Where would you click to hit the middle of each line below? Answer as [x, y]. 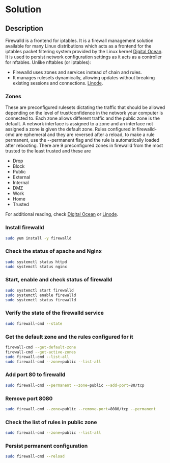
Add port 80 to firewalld [35, 374]
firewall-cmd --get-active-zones [41, 352]
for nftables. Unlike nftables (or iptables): [48, 62]
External [21, 177]
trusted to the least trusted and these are [48, 151]
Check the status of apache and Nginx [53, 251]
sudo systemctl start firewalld [39, 290]
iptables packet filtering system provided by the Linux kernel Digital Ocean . [84, 51]
